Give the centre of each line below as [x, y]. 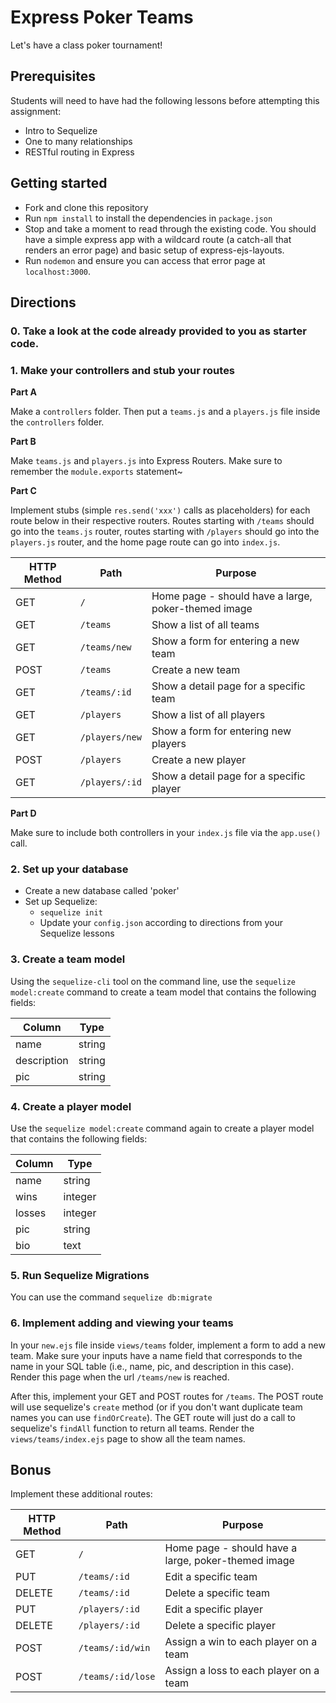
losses [31, 1213]
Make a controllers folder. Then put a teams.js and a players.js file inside [165, 412]
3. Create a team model [68, 959]
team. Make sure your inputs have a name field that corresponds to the [156, 1355]
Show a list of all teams [205, 625]
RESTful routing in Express [79, 152]
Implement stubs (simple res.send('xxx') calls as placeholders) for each [160, 510]
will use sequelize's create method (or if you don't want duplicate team [156, 1407]
